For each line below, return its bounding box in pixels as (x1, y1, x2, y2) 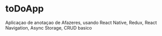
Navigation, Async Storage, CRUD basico (5, 24, 92, 30)
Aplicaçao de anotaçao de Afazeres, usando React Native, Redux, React (5, 19, 157, 25)
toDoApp (5, 3, 44, 14)
